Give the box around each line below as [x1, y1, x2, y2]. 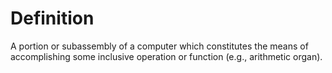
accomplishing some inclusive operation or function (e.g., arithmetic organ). [10, 50, 323, 62]
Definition [10, 7, 95, 30]
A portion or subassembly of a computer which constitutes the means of [10, 40, 309, 52]
